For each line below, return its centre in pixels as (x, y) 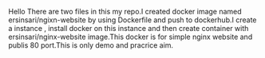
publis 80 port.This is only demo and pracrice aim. (91, 45)
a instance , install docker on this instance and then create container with (129, 28)
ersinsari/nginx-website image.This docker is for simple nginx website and (131, 37)
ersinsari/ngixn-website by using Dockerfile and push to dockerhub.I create (132, 20)
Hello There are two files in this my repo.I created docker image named (125, 12)
